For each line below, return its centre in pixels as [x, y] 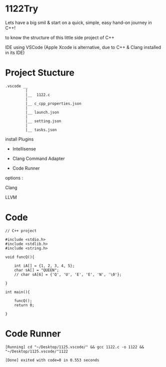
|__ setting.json [43, 121]
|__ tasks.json [41, 130]
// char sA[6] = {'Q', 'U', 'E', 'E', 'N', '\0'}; [68, 274]
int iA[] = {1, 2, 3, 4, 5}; [44, 265]
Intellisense [24, 148]
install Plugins [19, 139]
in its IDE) [15, 52]
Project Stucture [40, 73]
